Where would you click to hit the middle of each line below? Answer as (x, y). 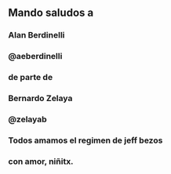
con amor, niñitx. (41, 161)
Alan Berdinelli (36, 35)
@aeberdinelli (35, 56)
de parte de (31, 78)
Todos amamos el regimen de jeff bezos (85, 140)
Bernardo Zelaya (40, 99)
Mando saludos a (51, 13)
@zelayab (27, 119)
